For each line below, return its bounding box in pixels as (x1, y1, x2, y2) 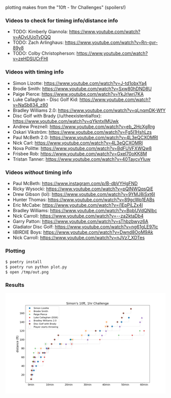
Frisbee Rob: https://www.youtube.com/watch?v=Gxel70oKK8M (12, 151, 148, 157)
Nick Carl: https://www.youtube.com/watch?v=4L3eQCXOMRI (12, 140, 144, 146)
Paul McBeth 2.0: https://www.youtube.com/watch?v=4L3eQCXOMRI (12, 134, 159, 140)
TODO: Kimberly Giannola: (12, 29, 68, 35)
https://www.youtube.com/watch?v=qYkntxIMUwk (12, 118, 119, 124)
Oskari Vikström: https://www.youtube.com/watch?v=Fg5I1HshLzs (12, 129, 152, 135)
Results (5, 282, 24, 289)
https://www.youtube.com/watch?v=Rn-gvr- (65, 39, 158, 45)
